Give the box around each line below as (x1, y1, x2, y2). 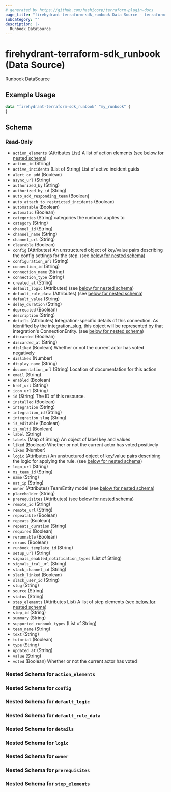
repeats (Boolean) (12, 518, 51, 524)
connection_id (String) (12, 263, 60, 270)
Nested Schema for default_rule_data (5, 712, 101, 719)
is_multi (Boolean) (12, 426, 53, 432)
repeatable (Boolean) (12, 512, 58, 518)
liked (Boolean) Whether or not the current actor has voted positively (12, 442, 159, 448)
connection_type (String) (12, 274, 65, 280)
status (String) (12, 593, 44, 600)
